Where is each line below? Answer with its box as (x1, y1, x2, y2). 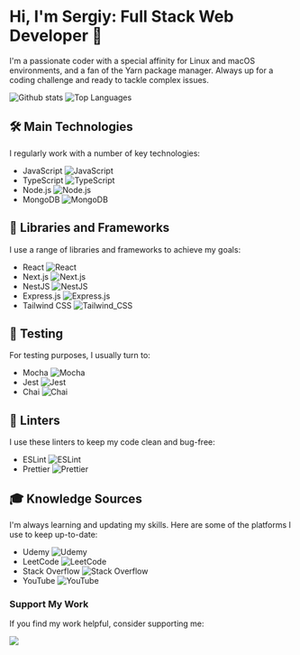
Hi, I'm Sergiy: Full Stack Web (9, 6, 234, 27)
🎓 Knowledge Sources (9, 491, 142, 506)
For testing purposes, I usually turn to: (9, 350, 150, 361)
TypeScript (22, 174, 64, 186)
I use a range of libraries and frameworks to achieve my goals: (9, 244, 241, 254)
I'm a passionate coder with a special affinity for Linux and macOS (9, 55, 255, 66)
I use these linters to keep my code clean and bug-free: (9, 437, 215, 447)
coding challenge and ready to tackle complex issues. (9, 74, 210, 85)
